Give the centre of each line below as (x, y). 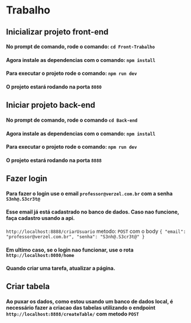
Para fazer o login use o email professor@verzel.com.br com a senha (89, 193)
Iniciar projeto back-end (51, 105)
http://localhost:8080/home (40, 255)
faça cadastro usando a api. (40, 218)
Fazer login (27, 179)
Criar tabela (28, 286)
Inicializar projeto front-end (58, 32)
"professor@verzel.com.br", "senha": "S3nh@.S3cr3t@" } (75, 237)
